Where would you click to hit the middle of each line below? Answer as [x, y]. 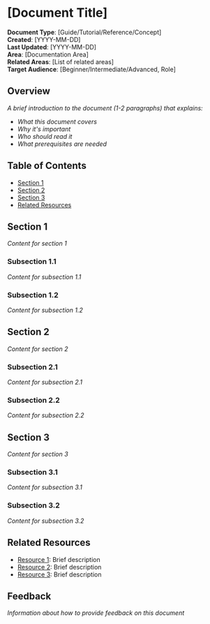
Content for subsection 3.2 [46, 521]
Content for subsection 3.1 [45, 487]
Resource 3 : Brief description [59, 574]
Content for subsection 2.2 [46, 415]
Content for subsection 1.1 [44, 276]
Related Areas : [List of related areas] [60, 61]
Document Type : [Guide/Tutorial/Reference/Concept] [84, 32]
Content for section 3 [38, 454]
